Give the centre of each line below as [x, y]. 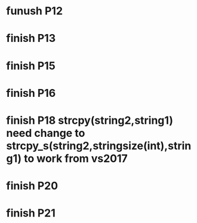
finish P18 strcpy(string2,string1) [90, 120]
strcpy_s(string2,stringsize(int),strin [99, 146]
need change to [46, 133]
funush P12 [35, 11]
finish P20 [32, 186]
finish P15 [31, 65]
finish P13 [31, 39]
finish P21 [31, 213]
